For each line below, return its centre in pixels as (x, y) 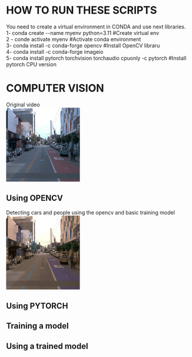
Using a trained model (47, 346)
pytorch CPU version (32, 64)
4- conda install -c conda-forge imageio (55, 51)
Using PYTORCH (37, 306)
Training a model (37, 326)
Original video (23, 105)
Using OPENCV (34, 198)
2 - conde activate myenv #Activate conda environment (74, 39)
